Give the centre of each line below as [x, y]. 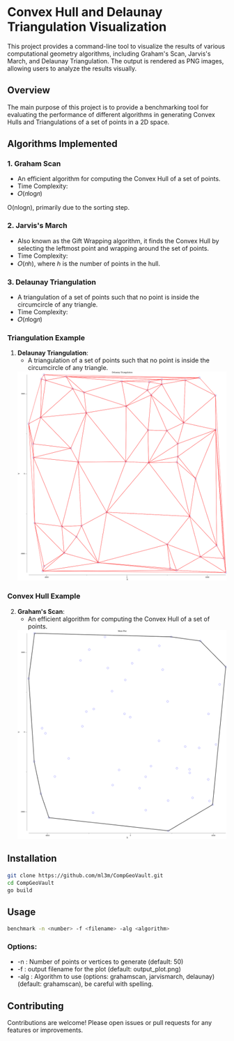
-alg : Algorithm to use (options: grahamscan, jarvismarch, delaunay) [116, 977]
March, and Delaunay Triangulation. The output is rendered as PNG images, [116, 61]
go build [20, 890]
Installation [32, 859]
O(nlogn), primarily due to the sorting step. [69, 208]
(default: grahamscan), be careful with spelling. [85, 984]
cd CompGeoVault [31, 883]
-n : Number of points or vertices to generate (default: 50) [100, 962]
